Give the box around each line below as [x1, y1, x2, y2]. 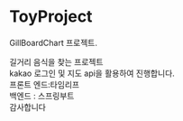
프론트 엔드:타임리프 [9, 79, 79, 89]
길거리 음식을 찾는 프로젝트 [9, 56, 104, 67]
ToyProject [9, 6, 93, 27]
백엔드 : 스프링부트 [9, 90, 75, 101]
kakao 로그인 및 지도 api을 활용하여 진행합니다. [9, 68, 176, 79]
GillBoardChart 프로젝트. [9, 37, 97, 48]
